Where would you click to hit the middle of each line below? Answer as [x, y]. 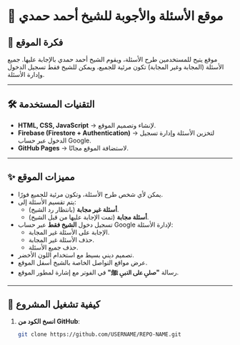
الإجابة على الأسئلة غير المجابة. [69, 232]
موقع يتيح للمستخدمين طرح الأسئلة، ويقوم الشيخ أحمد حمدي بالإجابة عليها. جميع [112, 59]
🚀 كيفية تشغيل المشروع [54, 305]
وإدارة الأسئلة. [26, 74]
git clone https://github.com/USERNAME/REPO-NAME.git [99, 335]
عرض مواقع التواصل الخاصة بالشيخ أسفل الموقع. [82, 262]
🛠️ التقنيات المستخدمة [51, 104]
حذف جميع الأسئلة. [53, 247]
